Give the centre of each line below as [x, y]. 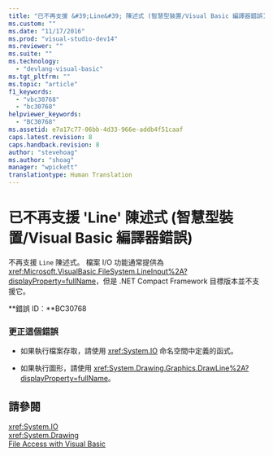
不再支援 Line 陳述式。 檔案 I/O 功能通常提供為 [86, 262]
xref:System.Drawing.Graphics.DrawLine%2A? [171, 368]
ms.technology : [34, 62]
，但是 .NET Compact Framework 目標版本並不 [174, 281]
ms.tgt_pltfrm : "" [39, 77]
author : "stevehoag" [43, 152]
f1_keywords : [30, 92]
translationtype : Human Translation [70, 175]
